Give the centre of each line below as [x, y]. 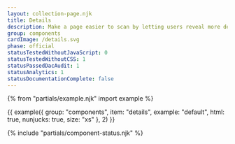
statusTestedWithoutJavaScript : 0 [58, 53]
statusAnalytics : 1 [36, 72]
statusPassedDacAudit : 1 [43, 66]
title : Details [29, 20]
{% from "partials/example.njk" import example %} [80, 99]
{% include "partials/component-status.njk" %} [75, 133]
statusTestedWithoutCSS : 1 [47, 59]
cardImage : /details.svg [43, 40]
